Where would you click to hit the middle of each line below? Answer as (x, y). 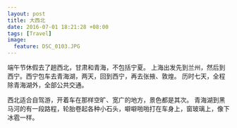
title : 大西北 (26, 20)
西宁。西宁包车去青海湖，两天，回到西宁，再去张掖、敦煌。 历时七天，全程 (116, 76)
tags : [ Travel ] (30, 33)
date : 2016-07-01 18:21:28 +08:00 (58, 27)
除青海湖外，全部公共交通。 (48, 85)
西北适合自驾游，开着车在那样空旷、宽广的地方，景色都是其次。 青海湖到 (113, 100)
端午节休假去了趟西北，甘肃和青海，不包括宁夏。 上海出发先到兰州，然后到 (116, 67)
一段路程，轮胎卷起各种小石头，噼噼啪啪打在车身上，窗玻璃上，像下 (130, 109)
